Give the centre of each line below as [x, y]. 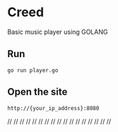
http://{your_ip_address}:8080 [53, 108]
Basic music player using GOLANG [58, 32]
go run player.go [33, 70]
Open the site [37, 92]
